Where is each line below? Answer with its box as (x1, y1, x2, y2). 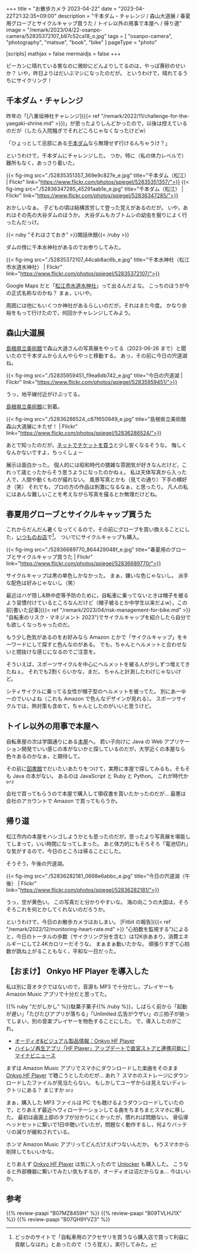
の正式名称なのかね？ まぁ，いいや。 (6, 289, 95, 296)
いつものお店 (16, 534, 47, 541)
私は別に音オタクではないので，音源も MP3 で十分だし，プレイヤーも (6, 983, 174, 990)
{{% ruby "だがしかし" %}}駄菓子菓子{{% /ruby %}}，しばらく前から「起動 (6, 1003, 188, 1010)
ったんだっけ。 (6, 219, 42, 226)
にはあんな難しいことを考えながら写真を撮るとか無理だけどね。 (6, 490, 160, 497)
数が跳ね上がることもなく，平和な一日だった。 (6, 948, 119, 955)
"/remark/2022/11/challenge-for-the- (100, 112, 189, 119)
